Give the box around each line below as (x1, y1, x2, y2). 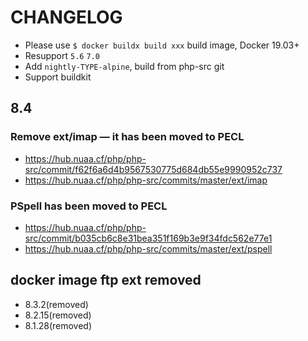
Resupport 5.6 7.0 (24, 49, 100, 61)
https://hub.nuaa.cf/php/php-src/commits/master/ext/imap (24, 174, 268, 186)
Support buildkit (24, 71, 92, 83)
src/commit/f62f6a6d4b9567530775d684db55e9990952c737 (24, 163, 283, 175)
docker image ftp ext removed (10, 272, 202, 289)
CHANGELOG (10, 6, 123, 29)
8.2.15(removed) (24, 309, 92, 321)
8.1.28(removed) (24, 319, 93, 331)
